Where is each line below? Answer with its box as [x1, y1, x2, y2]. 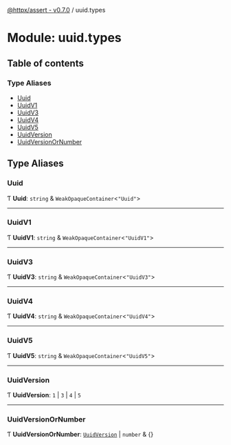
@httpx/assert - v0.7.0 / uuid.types [7, 6, 106, 14]
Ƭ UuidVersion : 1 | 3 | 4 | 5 [7, 391, 81, 399]
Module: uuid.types [7, 30, 122, 46]
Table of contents [7, 57, 84, 69]
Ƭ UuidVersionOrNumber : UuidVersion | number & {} [7, 431, 153, 439]
